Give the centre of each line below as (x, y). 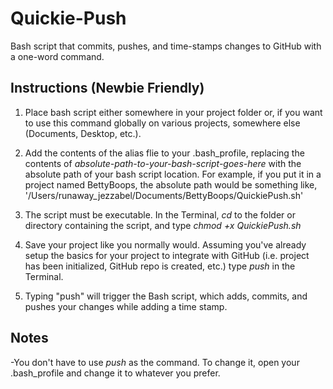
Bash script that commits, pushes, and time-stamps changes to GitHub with (166, 46)
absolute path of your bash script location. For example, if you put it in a (173, 174)
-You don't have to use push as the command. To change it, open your (155, 362)
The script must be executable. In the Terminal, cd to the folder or (160, 214)
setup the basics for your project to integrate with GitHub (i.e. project (167, 255)
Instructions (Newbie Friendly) (107, 88)
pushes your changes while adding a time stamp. (126, 306)
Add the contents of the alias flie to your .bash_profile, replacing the (164, 153)
